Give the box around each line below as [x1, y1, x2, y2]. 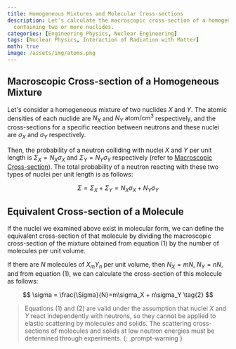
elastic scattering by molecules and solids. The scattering [24, 319, 192, 328]
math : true [7, 43, 39, 50]
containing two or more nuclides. [13, 23, 114, 30]
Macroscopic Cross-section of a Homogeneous [7, 75, 220, 88]
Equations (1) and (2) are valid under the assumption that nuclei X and [24, 304, 227, 313]
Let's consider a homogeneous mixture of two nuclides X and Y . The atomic [7, 105, 228, 113]
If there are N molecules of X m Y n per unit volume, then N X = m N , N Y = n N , [7, 260, 223, 271]
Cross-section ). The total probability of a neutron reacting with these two [7, 163, 219, 171]
